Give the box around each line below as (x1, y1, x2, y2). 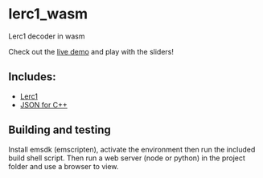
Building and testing (8, 123, 111, 137)
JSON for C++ (19, 99, 68, 109)
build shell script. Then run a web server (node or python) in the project (8, 153, 245, 163)
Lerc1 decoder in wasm (8, 31, 85, 41)
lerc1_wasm (8, 5, 88, 23)
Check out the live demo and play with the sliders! (8, 47, 175, 56)
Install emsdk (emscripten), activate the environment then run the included (8, 144, 256, 154)
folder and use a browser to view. (8, 161, 119, 171)
